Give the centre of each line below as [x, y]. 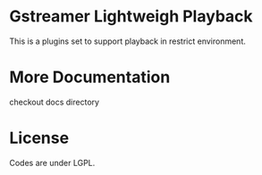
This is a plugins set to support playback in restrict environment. [127, 41]
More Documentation [90, 77]
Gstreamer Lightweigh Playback [131, 17]
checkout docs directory [55, 102]
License [39, 138]
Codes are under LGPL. [52, 162]
